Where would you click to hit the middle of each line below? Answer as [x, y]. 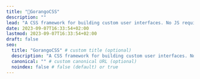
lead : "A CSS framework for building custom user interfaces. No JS [93, 23]
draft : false [22, 39]
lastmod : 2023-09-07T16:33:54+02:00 [51, 34]
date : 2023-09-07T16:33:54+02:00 [48, 28]
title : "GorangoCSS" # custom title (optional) [72, 50]
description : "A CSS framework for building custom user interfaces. [99, 56]
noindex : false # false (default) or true [65, 67]
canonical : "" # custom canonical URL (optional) [74, 61]
